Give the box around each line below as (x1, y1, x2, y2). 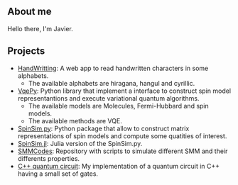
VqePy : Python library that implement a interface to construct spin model (17, 86, 232, 95)
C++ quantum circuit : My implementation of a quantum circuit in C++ (17, 162, 220, 170)
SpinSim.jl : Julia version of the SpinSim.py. (17, 139, 143, 147)
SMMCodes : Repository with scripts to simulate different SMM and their (17, 147, 228, 155)
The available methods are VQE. (28, 116, 122, 125)
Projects (7, 45, 45, 57)
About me (7, 6, 52, 18)
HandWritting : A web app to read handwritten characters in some (17, 64, 209, 72)
